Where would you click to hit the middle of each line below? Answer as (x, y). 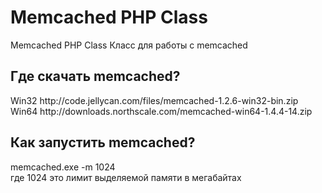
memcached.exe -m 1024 (63, 167)
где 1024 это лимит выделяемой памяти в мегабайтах (126, 177)
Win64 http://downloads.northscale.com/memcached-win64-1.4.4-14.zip (161, 111)
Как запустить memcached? (103, 142)
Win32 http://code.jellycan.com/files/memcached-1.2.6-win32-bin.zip (154, 100)
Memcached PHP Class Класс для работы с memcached (129, 45)
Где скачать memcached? (95, 76)
